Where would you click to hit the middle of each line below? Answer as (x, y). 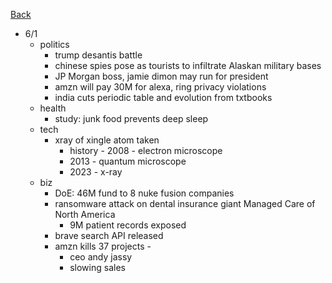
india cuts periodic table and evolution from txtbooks (163, 97)
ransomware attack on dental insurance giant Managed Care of (185, 203)
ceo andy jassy (101, 257)
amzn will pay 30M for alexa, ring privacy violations (160, 87)
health (53, 108)
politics (54, 44)
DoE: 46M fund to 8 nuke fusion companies (144, 193)
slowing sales (97, 267)
